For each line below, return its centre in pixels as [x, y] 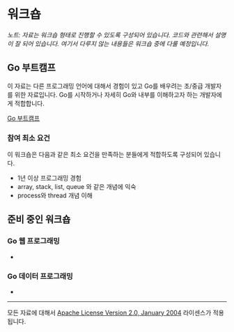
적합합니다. [30, 103]
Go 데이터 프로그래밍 [40, 276]
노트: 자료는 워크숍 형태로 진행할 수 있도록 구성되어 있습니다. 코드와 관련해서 [110, 35]
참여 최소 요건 [29, 138]
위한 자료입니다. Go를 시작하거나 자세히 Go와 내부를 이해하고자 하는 [106, 94]
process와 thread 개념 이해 [55, 195]
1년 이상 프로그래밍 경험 [49, 178]
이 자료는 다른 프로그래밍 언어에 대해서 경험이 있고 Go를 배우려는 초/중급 [105, 86]
